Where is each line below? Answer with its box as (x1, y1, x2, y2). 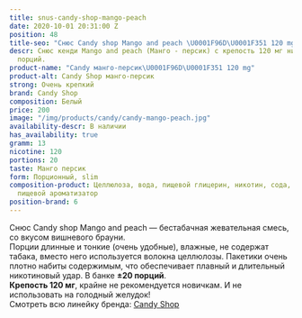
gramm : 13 (9, 139, 47, 148)
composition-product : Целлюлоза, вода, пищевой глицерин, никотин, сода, (9, 181, 292, 190)
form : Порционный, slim (9, 172, 99, 181)
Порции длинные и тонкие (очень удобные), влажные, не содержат (9, 241, 270, 252)
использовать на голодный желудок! (9, 289, 151, 300)
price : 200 (9, 105, 50, 114)
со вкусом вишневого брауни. (9, 232, 126, 242)
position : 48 (9, 30, 58, 39)
